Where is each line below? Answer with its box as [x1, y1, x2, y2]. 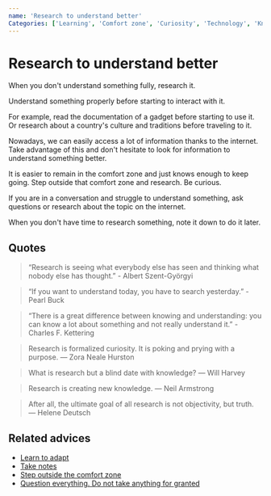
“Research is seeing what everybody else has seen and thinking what [27, 263, 260, 272]
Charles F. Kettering [27, 328, 95, 338]
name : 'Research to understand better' [8, 11, 143, 20]
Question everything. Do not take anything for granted [19, 478, 200, 489]
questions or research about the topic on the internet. [8, 202, 186, 212]
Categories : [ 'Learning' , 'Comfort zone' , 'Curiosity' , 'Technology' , [8, 19, 251, 27]
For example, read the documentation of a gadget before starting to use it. [8, 112, 256, 122]
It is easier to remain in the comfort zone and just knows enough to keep [8, 169, 248, 179]
